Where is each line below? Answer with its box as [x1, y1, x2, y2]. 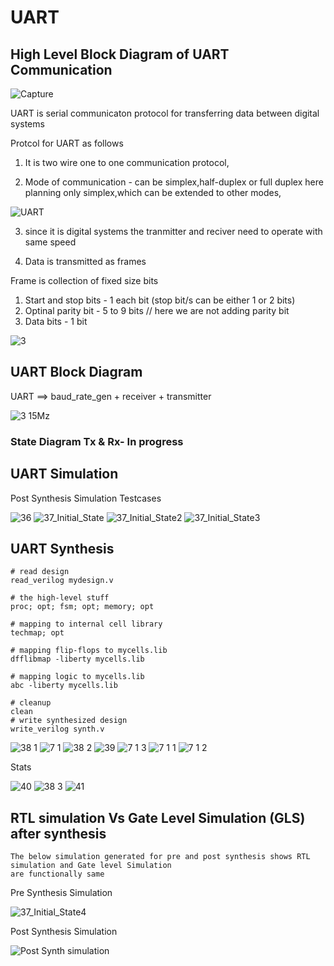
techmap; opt [10, 628, 65, 638]
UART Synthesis [10, 540, 115, 557]
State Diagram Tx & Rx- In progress [10, 434, 184, 448]
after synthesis [10, 825, 107, 842]
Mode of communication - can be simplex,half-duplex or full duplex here [24, 176, 324, 188]
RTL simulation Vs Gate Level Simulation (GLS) [10, 809, 306, 826]
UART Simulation [10, 466, 119, 483]
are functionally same [10, 869, 105, 880]
